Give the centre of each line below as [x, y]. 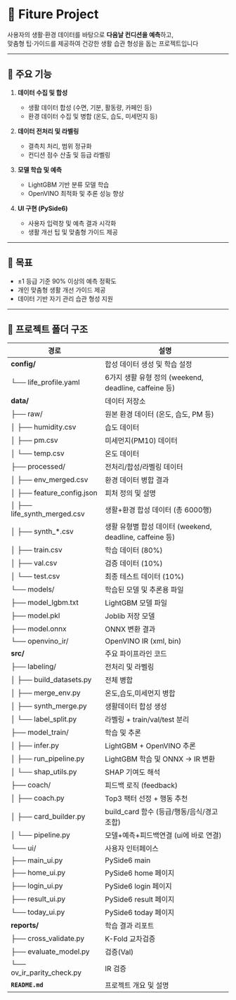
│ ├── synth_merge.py [49, 706]
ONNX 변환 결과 [130, 629]
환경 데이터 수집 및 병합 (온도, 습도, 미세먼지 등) [93, 116]
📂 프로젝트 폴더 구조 [48, 329]
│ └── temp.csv [38, 453]
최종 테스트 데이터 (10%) [144, 577]
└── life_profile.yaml [45, 382]
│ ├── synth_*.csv [42, 531]
